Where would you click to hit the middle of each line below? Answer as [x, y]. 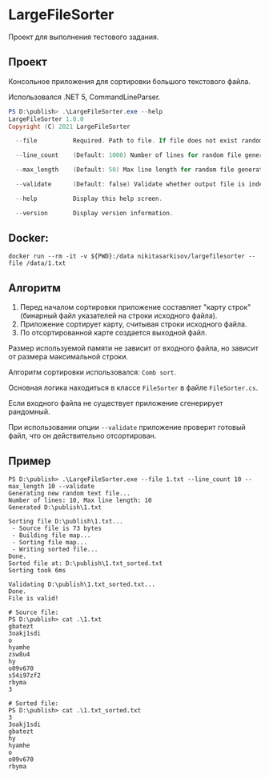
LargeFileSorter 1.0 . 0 [46, 119]
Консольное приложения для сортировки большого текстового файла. [129, 81]
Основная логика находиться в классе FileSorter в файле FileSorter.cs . [133, 388]
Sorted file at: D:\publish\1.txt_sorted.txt [85, 563]
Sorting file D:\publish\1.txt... [66, 522]
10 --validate [71, 487]
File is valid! [34, 599]
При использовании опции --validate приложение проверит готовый [127, 427]
